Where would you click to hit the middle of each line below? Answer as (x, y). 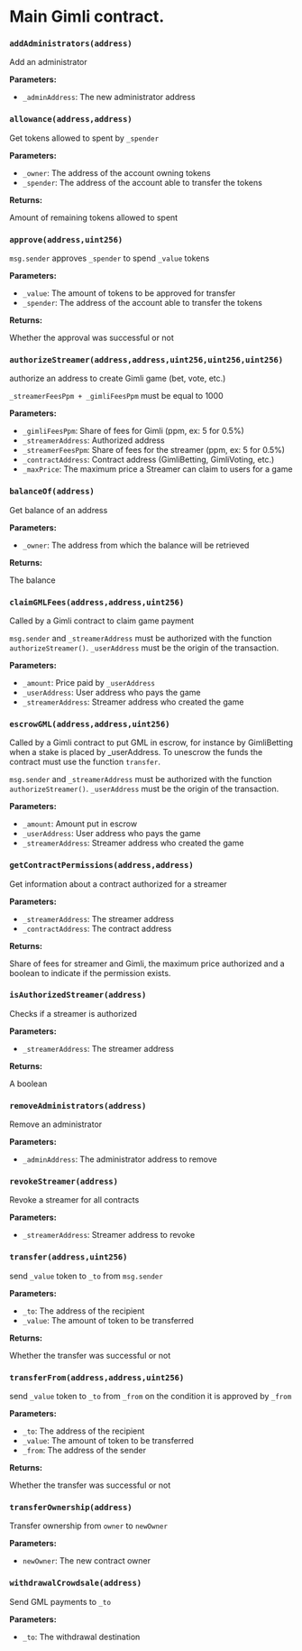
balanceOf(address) (52, 492)
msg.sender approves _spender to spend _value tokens (110, 258)
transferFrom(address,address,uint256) (97, 1377)
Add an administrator (48, 62)
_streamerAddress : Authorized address (93, 440)
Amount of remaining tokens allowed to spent (94, 217)
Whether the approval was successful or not (92, 338)
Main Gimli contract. (87, 17)
